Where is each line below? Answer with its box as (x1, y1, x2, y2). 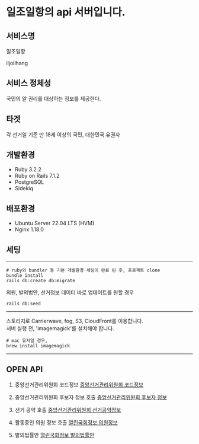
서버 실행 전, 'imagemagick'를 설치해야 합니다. (6, 325, 114, 332)
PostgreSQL (14, 178, 44, 186)
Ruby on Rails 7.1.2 (14, 173, 60, 180)
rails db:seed (6, 301, 41, 307)
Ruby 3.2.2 (14, 166, 41, 173)
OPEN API (6, 365, 43, 375)
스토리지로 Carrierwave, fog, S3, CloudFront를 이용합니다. (6, 318, 144, 325)
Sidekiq (14, 185, 34, 192)
